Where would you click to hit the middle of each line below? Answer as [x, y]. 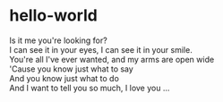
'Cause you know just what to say [72, 69]
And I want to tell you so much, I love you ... [90, 88]
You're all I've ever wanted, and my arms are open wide [112, 59]
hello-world [54, 16]
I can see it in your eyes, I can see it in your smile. [101, 49]
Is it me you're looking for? [58, 40]
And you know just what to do [64, 78]
